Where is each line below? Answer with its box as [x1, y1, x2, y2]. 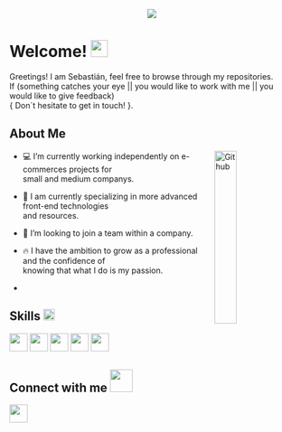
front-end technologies [22, 200, 109, 211]
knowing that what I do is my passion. [22, 265, 164, 276]
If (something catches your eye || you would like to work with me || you [9, 80, 274, 91]
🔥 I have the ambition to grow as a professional [22, 245, 198, 256]
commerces [22, 164, 68, 174]
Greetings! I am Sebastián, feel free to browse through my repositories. [9, 70, 274, 81]
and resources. [22, 210, 80, 221]
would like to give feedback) [9, 90, 115, 101]
